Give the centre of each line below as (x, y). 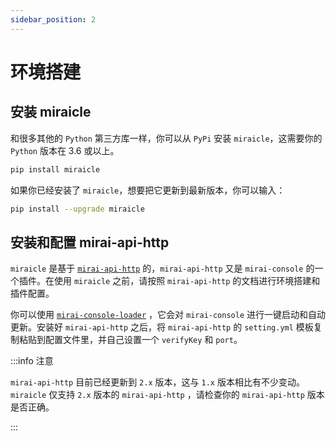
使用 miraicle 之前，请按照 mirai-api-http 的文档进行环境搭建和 (187, 281)
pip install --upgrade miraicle (77, 209)
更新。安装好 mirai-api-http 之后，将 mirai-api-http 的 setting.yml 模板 (162, 327)
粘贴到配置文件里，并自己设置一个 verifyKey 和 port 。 (130, 340)
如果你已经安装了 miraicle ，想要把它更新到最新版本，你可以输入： (148, 190)
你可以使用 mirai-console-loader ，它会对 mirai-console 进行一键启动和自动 (168, 315)
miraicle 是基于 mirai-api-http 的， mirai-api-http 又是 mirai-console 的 (162, 268)
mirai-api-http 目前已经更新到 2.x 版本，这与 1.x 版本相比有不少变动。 (157, 382)
